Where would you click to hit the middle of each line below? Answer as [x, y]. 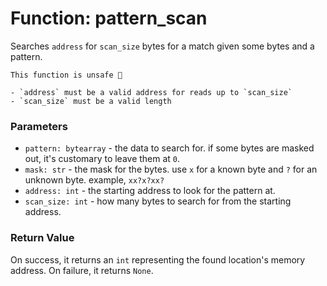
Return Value [42, 238]
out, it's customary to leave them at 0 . [102, 159]
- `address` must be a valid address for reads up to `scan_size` [151, 92]
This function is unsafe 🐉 [66, 75]
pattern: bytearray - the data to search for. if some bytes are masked [169, 148]
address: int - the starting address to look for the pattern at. [150, 191]
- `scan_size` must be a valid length [91, 101]
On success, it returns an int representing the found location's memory [158, 259]
